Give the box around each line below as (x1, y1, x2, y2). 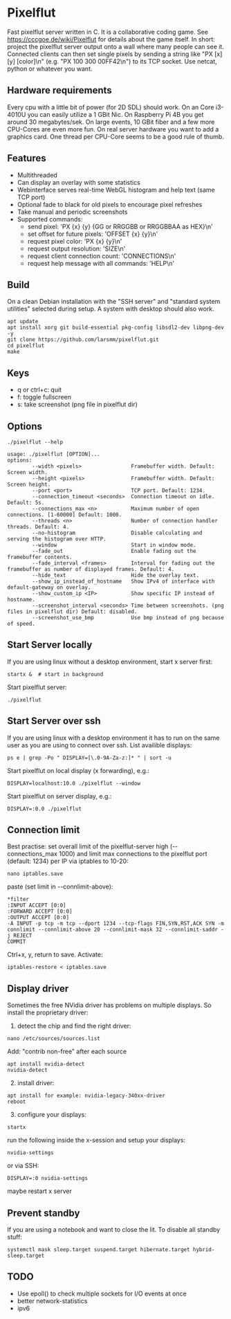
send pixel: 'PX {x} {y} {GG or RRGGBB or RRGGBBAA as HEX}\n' (27, 222, 213, 230)
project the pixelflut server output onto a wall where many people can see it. (7, 42, 225, 51)
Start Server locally (7, 639, 93, 651)
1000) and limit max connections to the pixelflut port (58, 850, 207, 858)
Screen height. (7, 481, 51, 488)
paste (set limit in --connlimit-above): (7, 882, 113, 891)
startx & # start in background (7, 671, 104, 677)
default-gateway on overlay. (7, 584, 91, 591)
